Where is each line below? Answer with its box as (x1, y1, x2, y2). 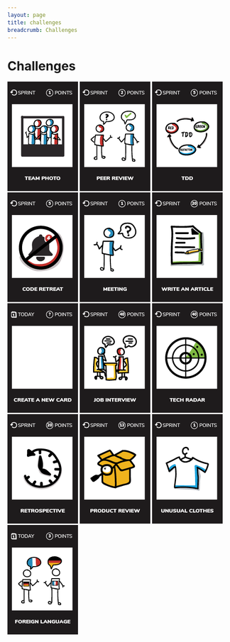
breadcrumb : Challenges (7, 26, 78, 33)
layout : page (7, 11, 46, 18)
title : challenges (7, 18, 62, 26)
